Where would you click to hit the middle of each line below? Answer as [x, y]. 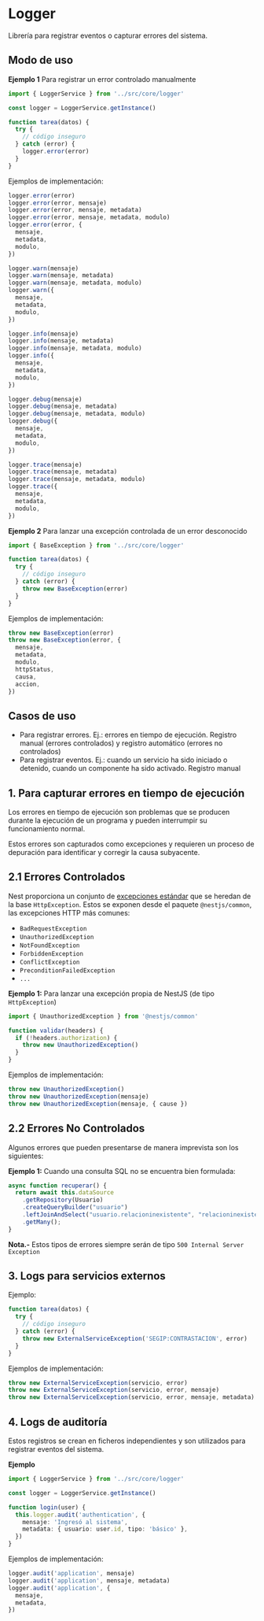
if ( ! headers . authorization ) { [66, 1038]
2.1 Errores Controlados [67, 877]
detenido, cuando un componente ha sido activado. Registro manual [130, 768]
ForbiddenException [51, 953]
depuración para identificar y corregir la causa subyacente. [104, 852]
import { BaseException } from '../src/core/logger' [96, 545]
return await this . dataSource [64, 1193]
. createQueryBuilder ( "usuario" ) [75, 1208]
